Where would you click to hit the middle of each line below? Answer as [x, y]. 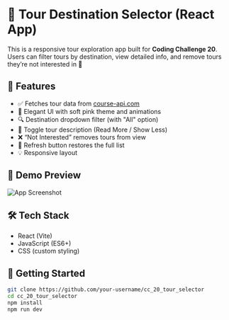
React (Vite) [35, 236]
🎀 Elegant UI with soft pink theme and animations [89, 111]
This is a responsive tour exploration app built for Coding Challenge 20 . [112, 49]
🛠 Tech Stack [38, 215]
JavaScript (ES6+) [44, 244]
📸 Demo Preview [44, 175]
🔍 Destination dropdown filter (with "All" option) [88, 119]
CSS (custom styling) [49, 251]
